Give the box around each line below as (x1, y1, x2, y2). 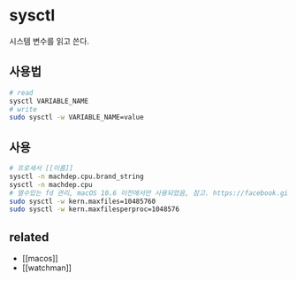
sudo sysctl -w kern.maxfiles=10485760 (9, 197, 156, 206)
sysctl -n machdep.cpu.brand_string (9, 172, 144, 181)
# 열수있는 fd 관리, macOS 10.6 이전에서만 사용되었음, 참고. (9, 188, 209, 198)
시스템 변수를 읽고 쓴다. (9, 35, 90, 46)
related (9, 230, 49, 245)
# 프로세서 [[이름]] (9, 164, 73, 173)
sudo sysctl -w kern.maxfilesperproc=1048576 (9, 205, 179, 214)
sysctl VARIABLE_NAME (9, 97, 89, 105)
